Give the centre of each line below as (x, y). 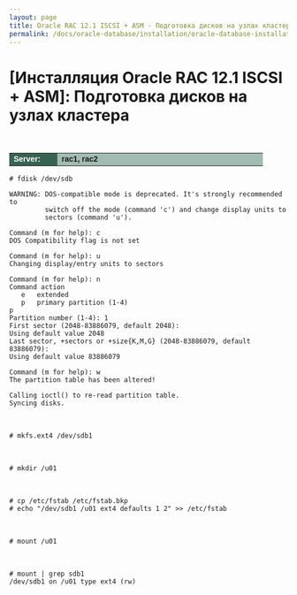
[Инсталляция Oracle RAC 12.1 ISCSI (146, 77)
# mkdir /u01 (33, 469)
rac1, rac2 (80, 159)
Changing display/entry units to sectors (87, 264)
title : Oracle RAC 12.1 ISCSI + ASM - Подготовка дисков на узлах (134, 26)
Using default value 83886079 (65, 357)
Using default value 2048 (57, 334)
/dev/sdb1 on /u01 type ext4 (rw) (73, 582)
